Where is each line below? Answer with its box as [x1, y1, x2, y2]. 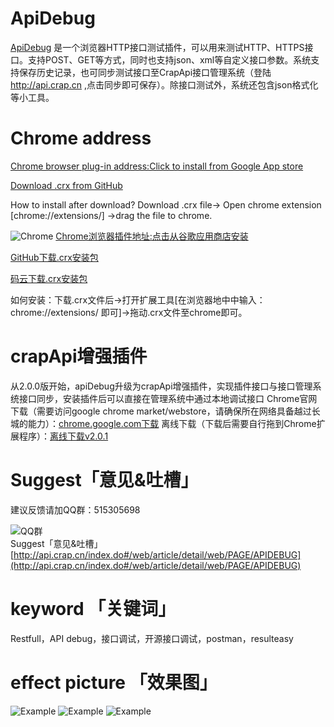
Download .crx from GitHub [10, 179, 123, 191]
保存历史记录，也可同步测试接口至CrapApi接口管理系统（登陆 [18, 66, 272, 78]
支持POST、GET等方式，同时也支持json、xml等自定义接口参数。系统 [27, 53, 312, 66]
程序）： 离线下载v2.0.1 [18, 430, 109, 442]
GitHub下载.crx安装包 [10, 251, 99, 263]
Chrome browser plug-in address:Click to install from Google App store [10, 160, 304, 172]
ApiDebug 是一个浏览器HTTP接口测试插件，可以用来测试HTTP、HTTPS [10, 41, 305, 53]
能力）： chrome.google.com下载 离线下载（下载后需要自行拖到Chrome [27, 417, 317, 429]
